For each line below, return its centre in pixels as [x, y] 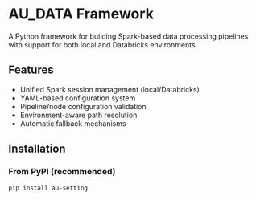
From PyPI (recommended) [62, 172]
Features [31, 70]
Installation [37, 149]
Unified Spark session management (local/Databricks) [109, 89]
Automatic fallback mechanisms [73, 123]
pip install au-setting [48, 188]
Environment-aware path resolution [78, 115]
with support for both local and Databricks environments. [103, 44]
